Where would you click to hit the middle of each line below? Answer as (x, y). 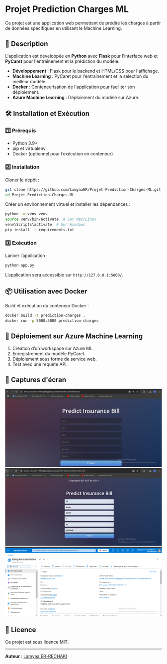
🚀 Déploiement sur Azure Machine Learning (74, 336)
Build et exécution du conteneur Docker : (47, 305)
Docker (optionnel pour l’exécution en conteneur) (63, 154)
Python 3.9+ (25, 143)
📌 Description (27, 44)
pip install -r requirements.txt (40, 230)
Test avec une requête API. (40, 364)
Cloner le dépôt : (22, 180)
